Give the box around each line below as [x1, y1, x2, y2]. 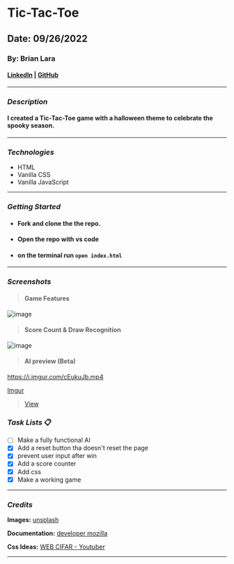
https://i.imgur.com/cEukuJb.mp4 [7, 372, 104, 381]
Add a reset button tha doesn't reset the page [17, 444, 148, 452]
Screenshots [7, 277, 52, 287]
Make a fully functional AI [17, 436, 91, 444]
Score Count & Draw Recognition [24, 326, 122, 334]
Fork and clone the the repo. [17, 219, 101, 227]
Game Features [24, 294, 70, 303]
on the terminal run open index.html [17, 251, 123, 259]
